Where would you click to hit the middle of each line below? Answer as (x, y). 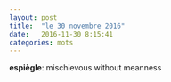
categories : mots (41, 42)
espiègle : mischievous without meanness (85, 68)
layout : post (33, 17)
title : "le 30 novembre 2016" (67, 26)
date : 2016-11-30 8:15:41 (61, 34)
